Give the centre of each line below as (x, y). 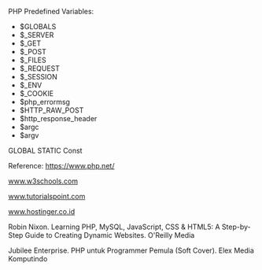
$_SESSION (38, 77)
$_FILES (33, 60)
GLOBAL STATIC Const (45, 150)
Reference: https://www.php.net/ (61, 166)
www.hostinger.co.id (42, 211)
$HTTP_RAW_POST (52, 110)
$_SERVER (37, 35)
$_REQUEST (40, 68)
